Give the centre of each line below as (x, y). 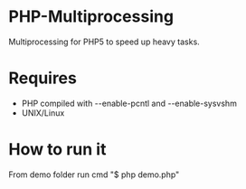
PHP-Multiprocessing (91, 17)
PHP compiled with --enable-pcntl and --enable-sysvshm (129, 103)
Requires (43, 78)
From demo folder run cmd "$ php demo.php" (94, 175)
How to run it (57, 150)
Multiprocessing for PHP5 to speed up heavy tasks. (104, 42)
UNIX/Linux (43, 113)
